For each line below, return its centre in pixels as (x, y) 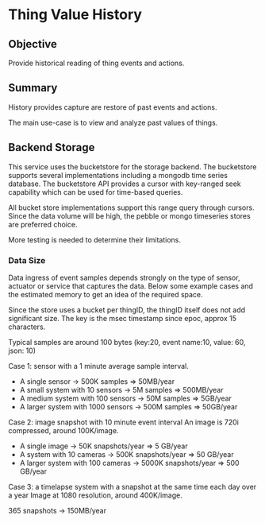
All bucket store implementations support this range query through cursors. (132, 207)
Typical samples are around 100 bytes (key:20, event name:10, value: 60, (127, 342)
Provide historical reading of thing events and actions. (96, 63)
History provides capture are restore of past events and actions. (113, 107)
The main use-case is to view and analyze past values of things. (113, 122)
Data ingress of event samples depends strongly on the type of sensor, (124, 277)
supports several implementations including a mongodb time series (118, 175)
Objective (33, 44)
